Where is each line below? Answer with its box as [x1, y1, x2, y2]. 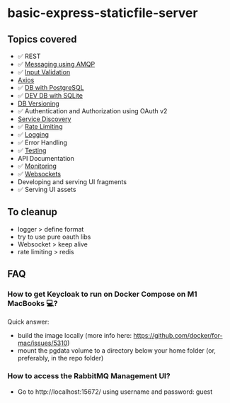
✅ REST [17, 52, 41, 60]
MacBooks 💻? [7, 299, 58, 309]
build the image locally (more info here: [17, 331, 132, 339]
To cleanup [7, 206, 58, 218]
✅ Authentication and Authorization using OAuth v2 [17, 107, 168, 115]
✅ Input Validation [17, 68, 71, 76]
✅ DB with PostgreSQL [17, 84, 84, 91]
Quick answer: [7, 317, 50, 326]
